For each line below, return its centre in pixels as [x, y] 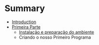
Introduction [24, 22]
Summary [25, 8]
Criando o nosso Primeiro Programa [55, 37]
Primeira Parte [26, 27]
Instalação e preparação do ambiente [57, 32]
